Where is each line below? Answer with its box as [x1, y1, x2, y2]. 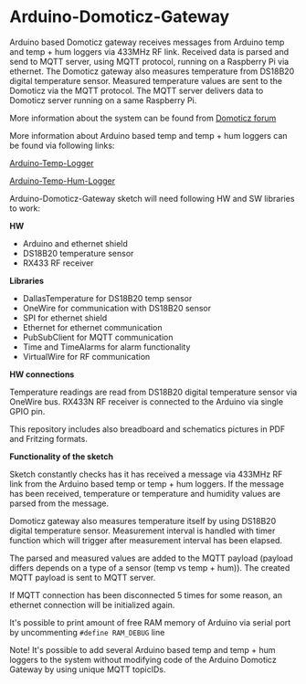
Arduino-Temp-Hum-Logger [9, 175, 116, 186]
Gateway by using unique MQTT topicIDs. [9, 664, 166, 675]
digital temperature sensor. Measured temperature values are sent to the [9, 75, 283, 86]
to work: [9, 203, 41, 214]
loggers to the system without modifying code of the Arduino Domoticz [9, 654, 277, 665]
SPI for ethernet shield [22, 312, 108, 323]
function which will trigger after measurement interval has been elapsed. [9, 534, 283, 545]
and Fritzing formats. [9, 433, 89, 444]
